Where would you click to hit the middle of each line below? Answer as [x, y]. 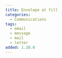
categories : [18, 15]
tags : [11, 24]
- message [20, 33]
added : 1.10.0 [20, 47]
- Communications [28, 19]
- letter [19, 43]
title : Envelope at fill [32, 10]
